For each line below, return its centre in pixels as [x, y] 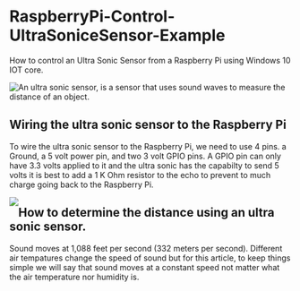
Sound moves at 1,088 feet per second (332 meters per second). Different [146, 248]
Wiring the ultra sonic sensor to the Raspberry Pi [148, 125]
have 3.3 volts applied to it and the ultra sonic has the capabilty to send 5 [144, 165]
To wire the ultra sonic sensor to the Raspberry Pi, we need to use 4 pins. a [148, 146]
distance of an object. [49, 97]
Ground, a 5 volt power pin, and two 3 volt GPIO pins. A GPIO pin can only [146, 156]
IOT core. [26, 70]
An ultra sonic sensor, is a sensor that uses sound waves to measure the [152, 87]
